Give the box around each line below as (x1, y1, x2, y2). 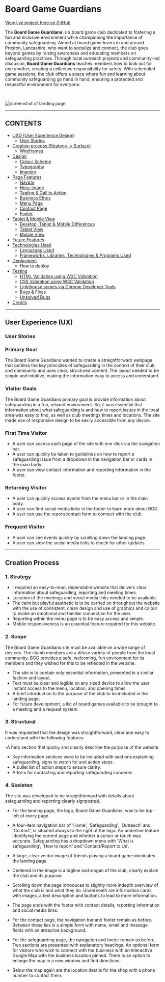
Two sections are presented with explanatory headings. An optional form (12, 942, 160, 948)
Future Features (12, 237, 45, 243)
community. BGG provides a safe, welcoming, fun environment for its (5, 655, 145, 661)
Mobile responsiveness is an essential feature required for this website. (12, 621, 157, 627)
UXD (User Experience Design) (12, 132, 75, 138)
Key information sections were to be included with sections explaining (12, 754, 154, 759)
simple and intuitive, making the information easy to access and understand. (5, 373, 160, 379)
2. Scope (5, 633, 27, 640)
